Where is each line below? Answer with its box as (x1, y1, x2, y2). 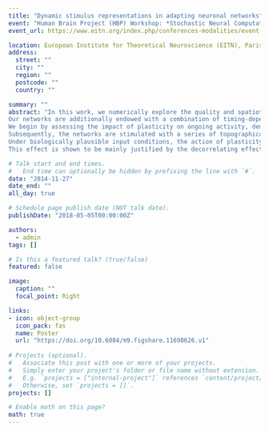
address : (8, 49, 38, 57)
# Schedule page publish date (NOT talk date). (8, 204, 171, 213)
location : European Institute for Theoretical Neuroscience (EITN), (8, 41, 242, 49)
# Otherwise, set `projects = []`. (8, 381, 134, 389)
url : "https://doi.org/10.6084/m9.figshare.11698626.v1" (15, 336, 210, 345)
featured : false (8, 262, 62, 271)
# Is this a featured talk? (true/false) (8, 255, 149, 263)
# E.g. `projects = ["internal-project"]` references (8, 374, 199, 382)
